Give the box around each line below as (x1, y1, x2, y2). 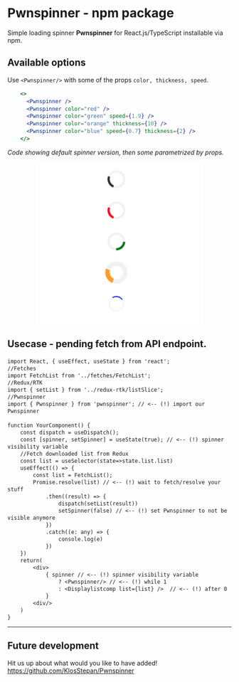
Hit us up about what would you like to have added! (7, 659, 158, 667)
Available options (7, 57, 87, 69)
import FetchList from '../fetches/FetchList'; (7, 372, 152, 379)
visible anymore (7, 514, 55, 521)
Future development (7, 640, 100, 652)
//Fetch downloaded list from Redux (20, 450, 129, 457)
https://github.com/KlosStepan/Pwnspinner (7, 666, 134, 675)
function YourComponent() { (7, 422, 91, 429)
